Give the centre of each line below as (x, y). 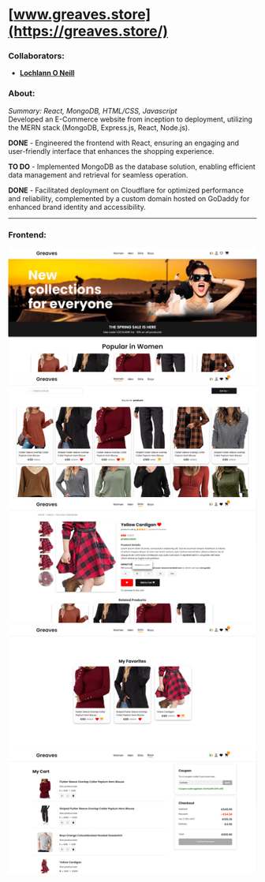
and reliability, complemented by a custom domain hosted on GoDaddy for (129, 198)
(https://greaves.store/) (88, 31)
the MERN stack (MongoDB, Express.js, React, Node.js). (99, 127)
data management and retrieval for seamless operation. (98, 174)
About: (22, 94)
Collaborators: (36, 56)
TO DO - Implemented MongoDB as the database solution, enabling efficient (132, 166)
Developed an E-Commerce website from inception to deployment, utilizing (130, 119)
